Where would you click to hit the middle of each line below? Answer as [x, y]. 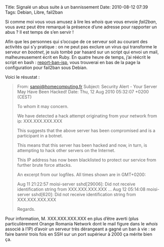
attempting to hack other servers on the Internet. [66, 150]
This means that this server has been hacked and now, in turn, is [82, 145]
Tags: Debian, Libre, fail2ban [34, 12]
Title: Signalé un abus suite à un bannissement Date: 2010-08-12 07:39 [77, 7]
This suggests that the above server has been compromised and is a [86, 131]
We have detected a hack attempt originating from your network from [87, 116]
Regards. [26, 209]
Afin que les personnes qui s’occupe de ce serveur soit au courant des [76, 42]
